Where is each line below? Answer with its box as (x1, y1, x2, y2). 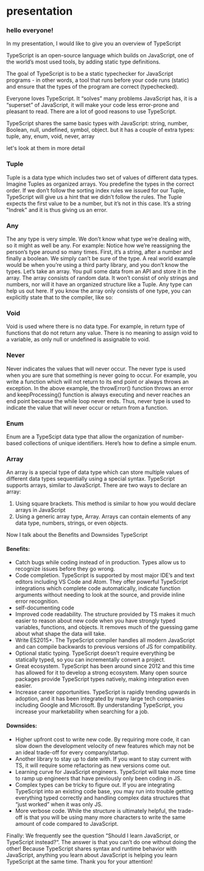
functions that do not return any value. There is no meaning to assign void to (6, 329, 199, 337)
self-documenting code (15, 604, 74, 611)
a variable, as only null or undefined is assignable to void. (6, 336, 150, 343)
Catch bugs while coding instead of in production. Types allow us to (15, 559, 186, 566)
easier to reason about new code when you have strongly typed (15, 617, 175, 624)
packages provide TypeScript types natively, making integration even (15, 676, 189, 683)
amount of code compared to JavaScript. (15, 820, 119, 827)
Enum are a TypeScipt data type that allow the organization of (6, 432, 161, 440)
